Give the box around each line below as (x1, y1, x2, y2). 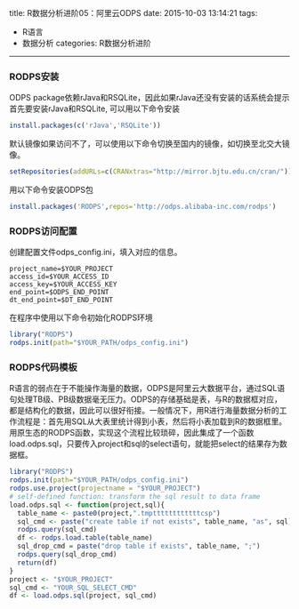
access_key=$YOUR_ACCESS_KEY (9, 280, 117, 289)
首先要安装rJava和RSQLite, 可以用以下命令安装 (9, 103, 181, 114)
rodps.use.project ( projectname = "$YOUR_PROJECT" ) (9, 484, 201, 493)
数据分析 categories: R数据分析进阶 (21, 38, 151, 48)
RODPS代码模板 (9, 361, 77, 373)
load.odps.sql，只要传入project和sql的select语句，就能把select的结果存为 (9, 438, 280, 449)
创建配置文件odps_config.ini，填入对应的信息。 (9, 247, 182, 258)
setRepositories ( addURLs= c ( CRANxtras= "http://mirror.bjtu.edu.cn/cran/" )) (9, 167, 293, 176)
